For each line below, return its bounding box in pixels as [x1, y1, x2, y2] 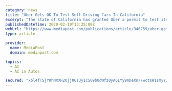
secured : [5, 78, 24, 83]
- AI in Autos [10, 69, 40, 74]
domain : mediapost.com [10, 50, 58, 55]
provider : [5, 40, 27, 46]
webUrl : [5, 27, 22, 32]
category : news [5, 7, 38, 13]
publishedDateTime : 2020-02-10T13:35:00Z [5, 21, 95, 27]
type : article [5, 31, 36, 36]
